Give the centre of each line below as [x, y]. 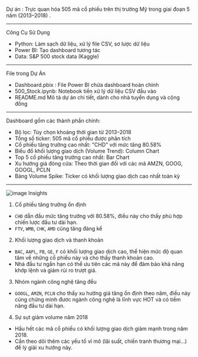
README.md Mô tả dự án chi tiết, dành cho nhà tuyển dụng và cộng [97, 97]
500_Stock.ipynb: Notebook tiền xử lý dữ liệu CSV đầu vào [85, 91]
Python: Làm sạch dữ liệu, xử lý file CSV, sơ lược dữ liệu [82, 44]
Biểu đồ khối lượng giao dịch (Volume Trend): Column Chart [87, 151]
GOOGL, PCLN [32, 170]
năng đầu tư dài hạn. [39, 306]
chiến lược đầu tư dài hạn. [46, 222]
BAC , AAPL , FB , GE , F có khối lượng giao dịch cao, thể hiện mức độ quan [98, 251]
